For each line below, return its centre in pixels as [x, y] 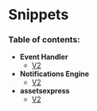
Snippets [39, 15]
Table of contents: [45, 40]
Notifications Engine [54, 74]
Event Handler [44, 57]
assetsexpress [45, 91]
